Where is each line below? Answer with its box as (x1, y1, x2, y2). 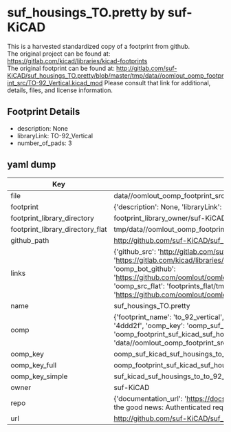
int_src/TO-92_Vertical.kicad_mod (7, 78, 103, 87)
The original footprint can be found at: (7, 64, 115, 72)
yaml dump (7, 159, 56, 171)
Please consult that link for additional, (104, 78, 211, 87)
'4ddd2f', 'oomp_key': (113, 321, 186, 330)
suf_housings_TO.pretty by (7, 5, 165, 21)
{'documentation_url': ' (113, 393, 187, 403)
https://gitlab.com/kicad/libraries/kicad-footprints (7, 56, 148, 65)
